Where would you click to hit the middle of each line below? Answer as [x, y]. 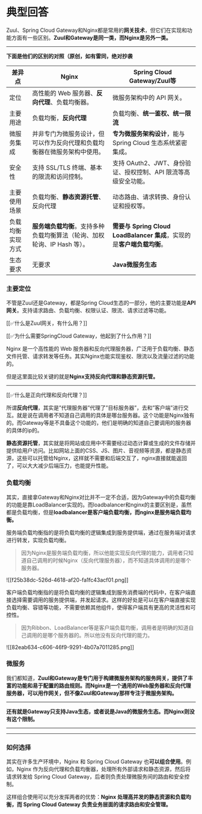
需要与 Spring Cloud [142, 226]
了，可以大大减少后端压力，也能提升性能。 [59, 466]
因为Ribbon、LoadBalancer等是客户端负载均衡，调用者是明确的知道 [105, 627]
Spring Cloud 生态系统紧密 [150, 143]
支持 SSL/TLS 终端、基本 [67, 167]
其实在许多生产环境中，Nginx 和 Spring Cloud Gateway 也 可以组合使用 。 [96, 762]
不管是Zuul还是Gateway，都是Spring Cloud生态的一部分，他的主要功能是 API [101, 303]
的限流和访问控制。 [60, 176]
